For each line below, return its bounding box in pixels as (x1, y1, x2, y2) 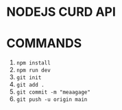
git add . (16, 82, 45, 89)
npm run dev (16, 67, 51, 74)
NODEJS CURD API (6, 4, 116, 20)
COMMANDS (6, 36, 82, 52)
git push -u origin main (16, 96, 88, 103)
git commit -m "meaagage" (16, 89, 90, 96)
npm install (16, 60, 51, 67)
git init (16, 74, 42, 81)
